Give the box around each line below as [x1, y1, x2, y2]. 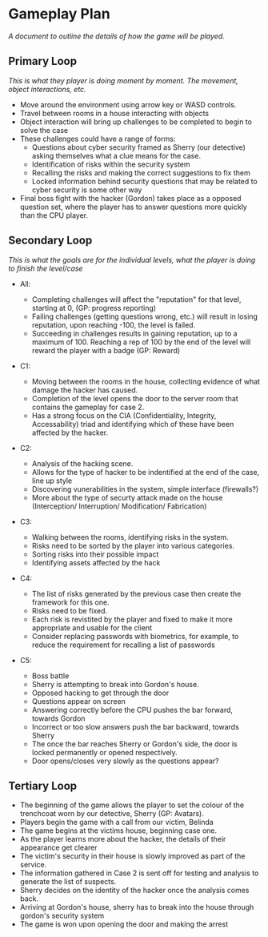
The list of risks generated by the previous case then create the [31, 589, 242, 598]
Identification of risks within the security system [31, 159, 190, 169]
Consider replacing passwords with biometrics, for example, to [31, 631, 239, 641]
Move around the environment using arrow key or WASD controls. [19, 99, 237, 109]
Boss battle [31, 670, 70, 681]
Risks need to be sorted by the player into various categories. [31, 541, 234, 550]
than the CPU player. [19, 210, 89, 220]
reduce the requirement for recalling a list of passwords [31, 640, 216, 649]
